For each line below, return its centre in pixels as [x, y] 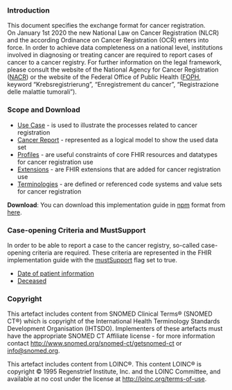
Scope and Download [44, 110]
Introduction [28, 10]
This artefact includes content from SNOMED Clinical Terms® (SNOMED [110, 314]
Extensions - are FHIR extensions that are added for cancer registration [119, 169]
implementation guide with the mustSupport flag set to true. [92, 260]
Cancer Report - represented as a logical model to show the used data [117, 139]
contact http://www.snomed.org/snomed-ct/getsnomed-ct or [95, 344]
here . [15, 212]
